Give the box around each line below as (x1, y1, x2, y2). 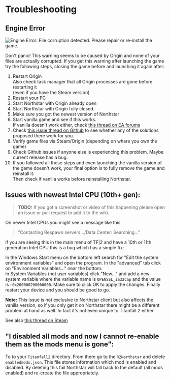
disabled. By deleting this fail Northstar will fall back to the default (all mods (5, 364, 163, 370)
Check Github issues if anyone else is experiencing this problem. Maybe (12, 149, 164, 155)
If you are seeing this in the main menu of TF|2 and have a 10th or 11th (5, 239, 152, 245)
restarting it (12, 84, 37, 90)
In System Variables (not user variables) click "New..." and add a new (5, 271, 150, 277)
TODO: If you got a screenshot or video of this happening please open (17, 204, 165, 210)
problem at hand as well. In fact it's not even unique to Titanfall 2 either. (5, 307, 155, 313)
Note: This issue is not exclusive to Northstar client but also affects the (5, 297, 154, 303)
